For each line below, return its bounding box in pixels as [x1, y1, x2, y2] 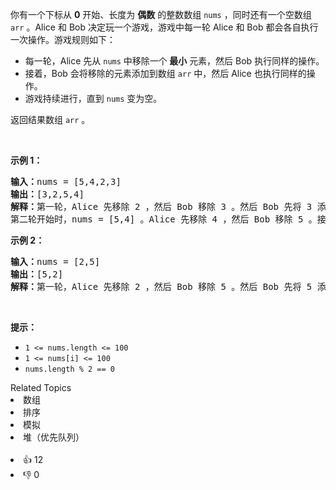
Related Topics [10, 382, 72, 393]
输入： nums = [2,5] [10, 256, 101, 267]
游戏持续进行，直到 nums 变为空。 [24, 93, 163, 104]
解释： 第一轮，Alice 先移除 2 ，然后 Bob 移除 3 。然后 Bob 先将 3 [10, 201, 313, 212]
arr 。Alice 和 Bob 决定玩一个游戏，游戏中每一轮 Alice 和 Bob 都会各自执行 [10, 21, 319, 33]
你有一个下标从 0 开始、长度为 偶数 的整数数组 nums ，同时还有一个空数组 [10, 9, 312, 20]
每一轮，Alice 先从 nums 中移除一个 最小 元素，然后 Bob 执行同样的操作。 [24, 55, 325, 67]
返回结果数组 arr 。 [10, 114, 91, 125]
